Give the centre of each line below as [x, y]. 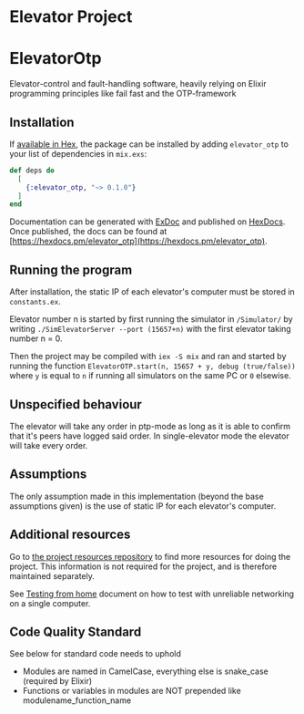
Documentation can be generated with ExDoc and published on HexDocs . [147, 222]
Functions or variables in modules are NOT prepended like [132, 691]
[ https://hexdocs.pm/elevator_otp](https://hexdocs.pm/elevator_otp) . [138, 241]
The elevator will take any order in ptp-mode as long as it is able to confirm [150, 426]
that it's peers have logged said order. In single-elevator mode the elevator [149, 436]
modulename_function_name [77, 700]
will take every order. [49, 445]
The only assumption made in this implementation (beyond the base [137, 496]
